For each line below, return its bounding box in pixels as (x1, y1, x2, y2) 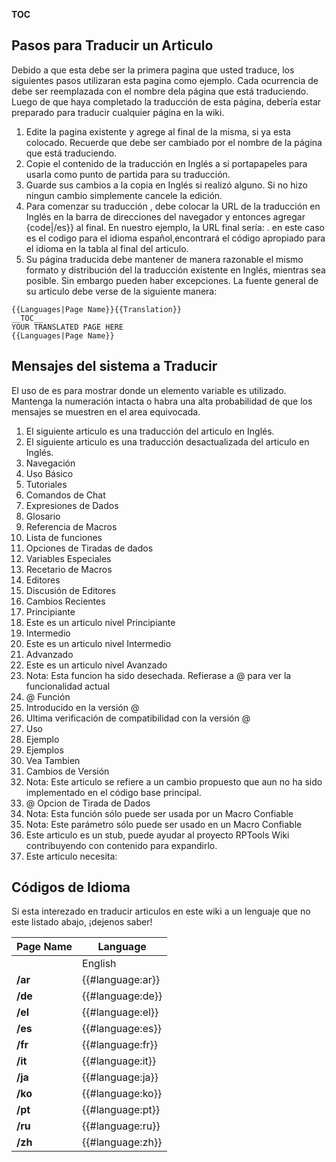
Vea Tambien (25, 754, 81, 766)
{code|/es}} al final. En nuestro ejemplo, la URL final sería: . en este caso (25, 221, 325, 233)
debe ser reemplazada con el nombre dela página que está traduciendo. (11, 85, 309, 97)
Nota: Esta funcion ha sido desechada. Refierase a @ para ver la (25, 669, 292, 681)
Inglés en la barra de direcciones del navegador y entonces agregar (25, 210, 306, 223)
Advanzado (25, 648, 74, 660)
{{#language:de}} (82, 989, 163, 1003)
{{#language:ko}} (82, 1087, 163, 1101)
